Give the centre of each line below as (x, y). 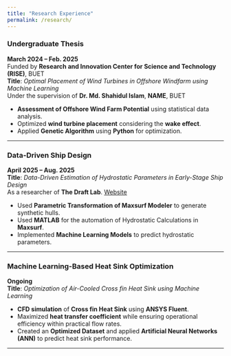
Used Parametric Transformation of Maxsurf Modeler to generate (112, 206)
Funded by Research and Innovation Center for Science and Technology (112, 66)
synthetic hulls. (38, 213)
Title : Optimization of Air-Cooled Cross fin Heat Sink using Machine (103, 289)
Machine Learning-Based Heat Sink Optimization (90, 266)
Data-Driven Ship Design (49, 155)
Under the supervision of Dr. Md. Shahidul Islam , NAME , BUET (96, 95)
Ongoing (20, 281)
